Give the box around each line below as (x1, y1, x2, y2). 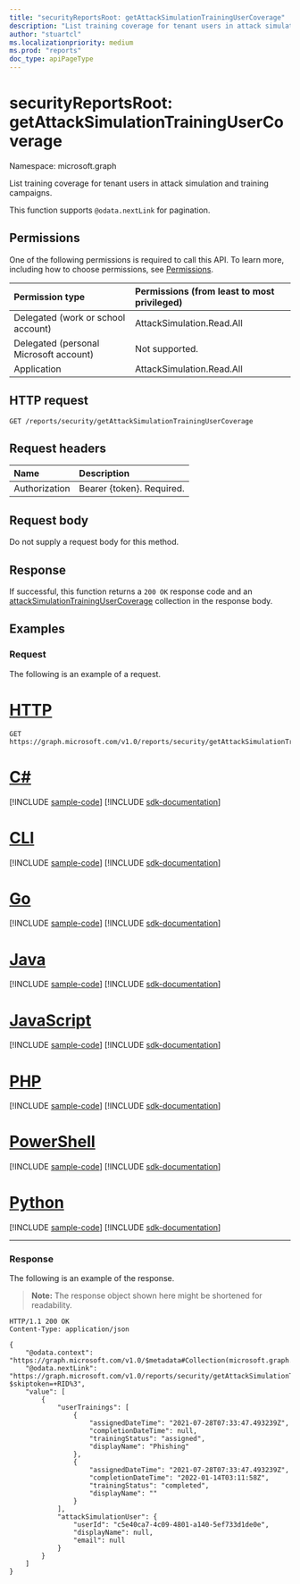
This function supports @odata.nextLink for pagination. (9, 205, 211, 215)
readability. (30, 1300, 73, 1311)
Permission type (13, 290, 86, 303)
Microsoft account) (13, 348, 95, 360)
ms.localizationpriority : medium (9, 38, 134, 47)
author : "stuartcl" (9, 29, 82, 38)
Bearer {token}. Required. (79, 482, 185, 495)
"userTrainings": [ (56, 1404, 129, 1412)
